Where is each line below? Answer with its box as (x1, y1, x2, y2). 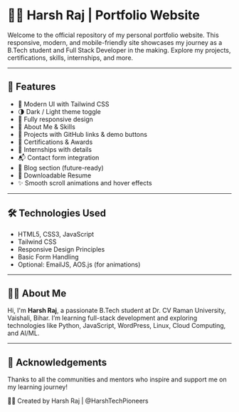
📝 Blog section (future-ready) (17, 163, 105, 172)
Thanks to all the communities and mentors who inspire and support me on (7, 375, 227, 384)
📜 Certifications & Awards (17, 138, 93, 146)
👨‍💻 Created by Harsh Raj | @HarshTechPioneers (7, 396, 149, 406)
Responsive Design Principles (17, 244, 105, 253)
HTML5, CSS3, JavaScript (17, 230, 95, 238)
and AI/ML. (7, 329, 40, 338)
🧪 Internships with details (17, 145, 92, 153)
